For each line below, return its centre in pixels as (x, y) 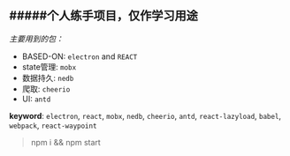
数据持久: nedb (48, 78)
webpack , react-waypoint (53, 125)
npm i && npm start (66, 142)
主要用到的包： (36, 39)
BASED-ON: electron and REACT (80, 56)
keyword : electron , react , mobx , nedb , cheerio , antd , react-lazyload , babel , (145, 115)
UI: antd (36, 99)
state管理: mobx (49, 67)
